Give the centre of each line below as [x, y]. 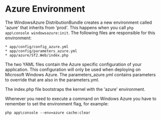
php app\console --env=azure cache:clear [48, 113]
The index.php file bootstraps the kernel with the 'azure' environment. [75, 89]
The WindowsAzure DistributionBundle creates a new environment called [79, 22]
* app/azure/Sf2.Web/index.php [37, 55]
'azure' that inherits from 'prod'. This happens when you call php [70, 27]
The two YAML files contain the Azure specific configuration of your [73, 64]
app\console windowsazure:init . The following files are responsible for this [80, 33]
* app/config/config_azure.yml [37, 47]
